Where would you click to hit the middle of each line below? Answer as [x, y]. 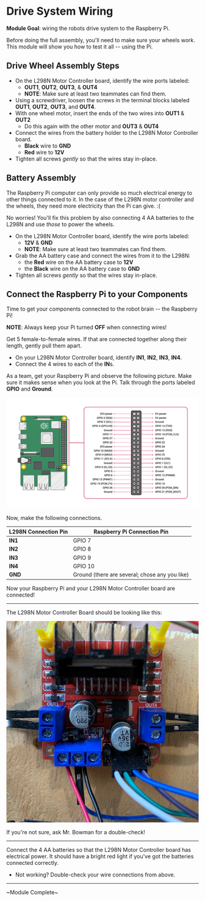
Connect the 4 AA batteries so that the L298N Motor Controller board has [99, 850]
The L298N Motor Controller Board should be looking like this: [84, 612]
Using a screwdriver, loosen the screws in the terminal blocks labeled [102, 100]
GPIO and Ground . [30, 389]
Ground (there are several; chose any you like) [131, 575]
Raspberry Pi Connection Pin [131, 532]
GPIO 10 [84, 566]
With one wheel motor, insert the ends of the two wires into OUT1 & [100, 113]
